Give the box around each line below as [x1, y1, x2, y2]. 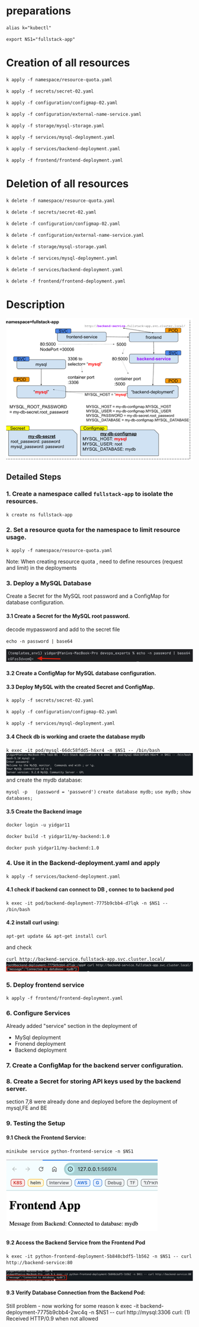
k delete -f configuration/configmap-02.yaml [6, 221, 120, 227]
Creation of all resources [6, 56, 130, 69]
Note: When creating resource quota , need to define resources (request [6, 558, 183, 565]
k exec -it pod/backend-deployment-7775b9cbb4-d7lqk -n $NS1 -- [6, 900, 168, 906]
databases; [6, 795, 33, 802]
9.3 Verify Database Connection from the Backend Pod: [6, 1289, 146, 1296]
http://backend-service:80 [6, 1259, 73, 1265]
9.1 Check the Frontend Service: [6, 1134, 86, 1141]
